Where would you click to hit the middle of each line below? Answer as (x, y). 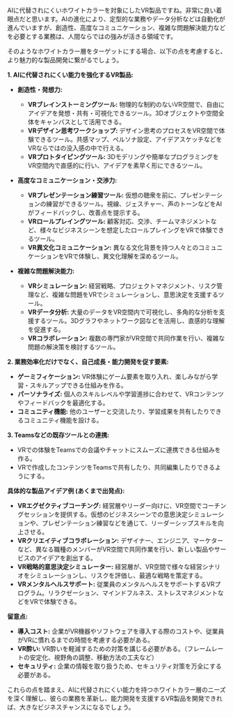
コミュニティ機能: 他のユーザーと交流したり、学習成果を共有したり (113, 411)
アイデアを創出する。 (66, 558)
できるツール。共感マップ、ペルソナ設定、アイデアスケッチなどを (128, 139)
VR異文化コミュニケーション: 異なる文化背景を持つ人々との (113, 247)
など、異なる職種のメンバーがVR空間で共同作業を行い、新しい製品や (115, 549)
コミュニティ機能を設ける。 (63, 420)
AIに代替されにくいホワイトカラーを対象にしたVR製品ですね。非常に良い (112, 10)
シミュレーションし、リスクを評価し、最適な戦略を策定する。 (118, 575)
